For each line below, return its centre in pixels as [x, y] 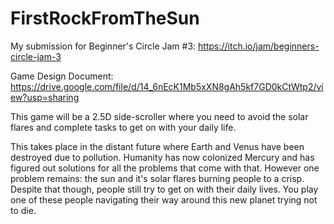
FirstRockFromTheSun [105, 18]
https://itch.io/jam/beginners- [259, 46]
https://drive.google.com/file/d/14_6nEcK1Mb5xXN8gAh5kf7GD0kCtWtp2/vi [167, 86]
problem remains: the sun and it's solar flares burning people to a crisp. [157, 178]
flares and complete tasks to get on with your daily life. [123, 127]
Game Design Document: [62, 76]
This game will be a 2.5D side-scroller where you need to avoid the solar [159, 116]
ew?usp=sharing [45, 97]
